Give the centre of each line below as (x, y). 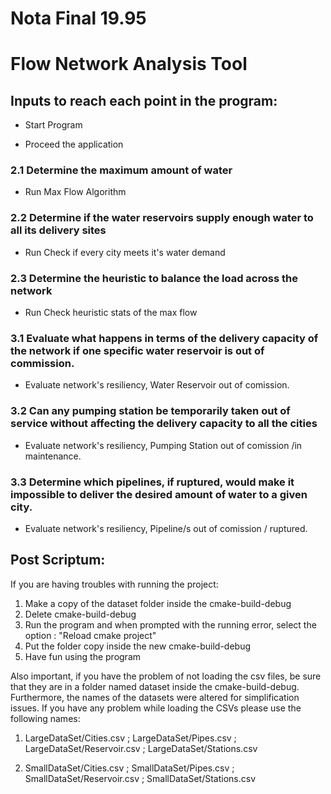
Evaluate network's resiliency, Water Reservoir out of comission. (157, 385)
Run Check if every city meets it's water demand (125, 252)
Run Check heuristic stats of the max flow (111, 313)
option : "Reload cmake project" (90, 635)
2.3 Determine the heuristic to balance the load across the (154, 278)
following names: (45, 718)
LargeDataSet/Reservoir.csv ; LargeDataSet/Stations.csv (141, 748)
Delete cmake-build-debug (80, 614)
